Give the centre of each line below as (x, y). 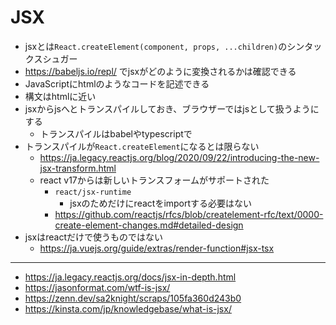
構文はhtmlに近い (60, 96)
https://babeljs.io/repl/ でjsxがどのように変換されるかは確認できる (160, 71)
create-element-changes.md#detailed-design (149, 225)
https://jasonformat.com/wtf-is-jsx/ (97, 287)
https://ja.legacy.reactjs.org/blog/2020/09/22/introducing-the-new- (179, 157)
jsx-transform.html (78, 168)
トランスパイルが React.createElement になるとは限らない (142, 146)
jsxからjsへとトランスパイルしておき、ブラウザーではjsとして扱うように (172, 108)
